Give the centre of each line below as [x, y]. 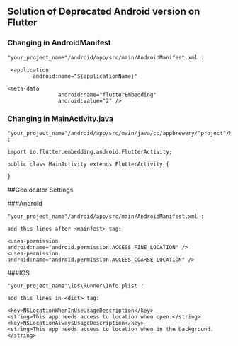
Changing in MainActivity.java [60, 118]
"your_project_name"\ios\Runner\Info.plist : [75, 286]
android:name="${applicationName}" [85, 76]
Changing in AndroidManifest [59, 43]
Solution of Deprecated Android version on [104, 12]
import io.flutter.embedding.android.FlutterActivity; [90, 151]
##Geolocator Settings [40, 190]
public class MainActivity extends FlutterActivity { [89, 164]
